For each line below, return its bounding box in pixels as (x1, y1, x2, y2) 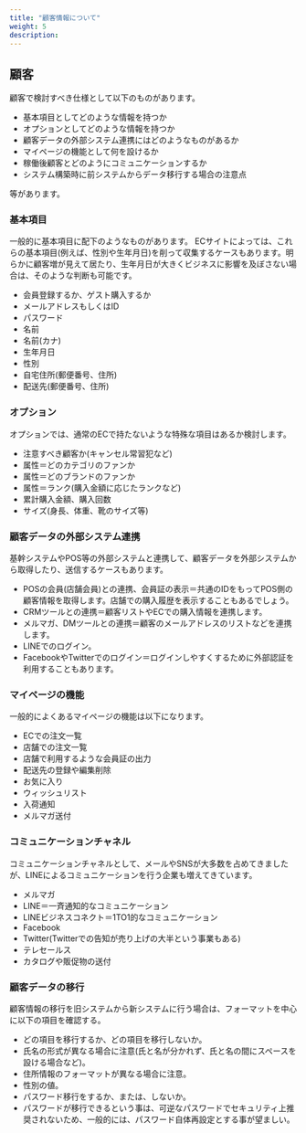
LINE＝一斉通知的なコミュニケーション (22, 900, 169, 911)
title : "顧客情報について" (9, 13, 101, 23)
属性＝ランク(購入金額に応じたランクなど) (22, 482, 182, 493)
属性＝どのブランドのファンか (22, 471, 135, 482)
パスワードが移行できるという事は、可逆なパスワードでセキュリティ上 (22, 1102, 287, 1113)
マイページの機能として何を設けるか (22, 146, 160, 157)
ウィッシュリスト (22, 788, 88, 799)
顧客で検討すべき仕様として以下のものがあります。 (9, 92, 201, 103)
